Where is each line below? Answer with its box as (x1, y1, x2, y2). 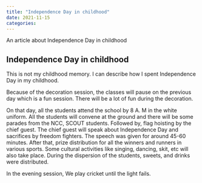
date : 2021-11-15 (6, 15, 50, 21)
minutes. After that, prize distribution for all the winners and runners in (6, 139, 182, 146)
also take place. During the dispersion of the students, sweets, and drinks (6, 152, 190, 159)
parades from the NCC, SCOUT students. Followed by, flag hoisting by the (6, 119, 192, 127)
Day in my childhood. (6, 77, 59, 84)
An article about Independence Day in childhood (6, 37, 127, 44)
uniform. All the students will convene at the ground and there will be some (6, 113, 194, 121)
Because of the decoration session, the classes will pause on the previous (6, 88, 192, 96)
